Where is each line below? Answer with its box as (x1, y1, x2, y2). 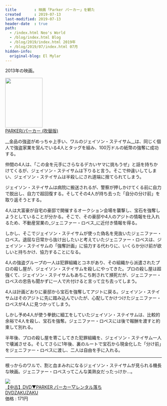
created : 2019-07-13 (5, 12, 61, 17)
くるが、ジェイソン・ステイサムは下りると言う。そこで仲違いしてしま (13, 167, 157, 174)
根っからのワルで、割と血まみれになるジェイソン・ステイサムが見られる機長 (5, 362, 162, 368)
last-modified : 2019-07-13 (5, 16, 61, 21)
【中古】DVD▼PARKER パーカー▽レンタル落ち (5, 384, 102, 390)
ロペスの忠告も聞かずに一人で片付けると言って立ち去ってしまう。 (5, 278, 140, 284)
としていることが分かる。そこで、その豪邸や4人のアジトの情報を (13, 214, 147, 220)
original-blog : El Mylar (9, 53, 61, 59)
